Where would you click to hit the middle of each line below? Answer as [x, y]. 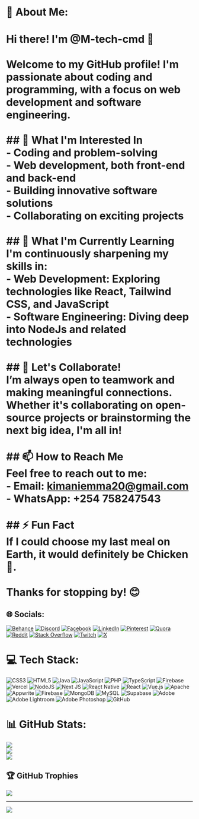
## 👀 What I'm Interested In [75, 140]
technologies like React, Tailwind [89, 292]
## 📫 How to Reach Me [65, 457]
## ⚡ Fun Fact [40, 525]
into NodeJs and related [66, 330]
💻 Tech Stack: [43, 660]
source [24, 418]
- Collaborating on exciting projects [95, 216]
